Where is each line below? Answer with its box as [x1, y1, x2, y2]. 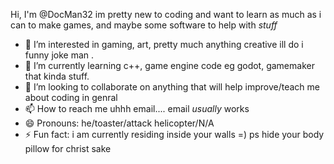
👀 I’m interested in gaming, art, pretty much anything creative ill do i [24, 39, 304, 50]
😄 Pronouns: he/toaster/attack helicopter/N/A [24, 117, 215, 129]
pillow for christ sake [24, 143, 112, 154]
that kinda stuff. [24, 70, 90, 82]
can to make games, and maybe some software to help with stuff [10, 19, 278, 31]
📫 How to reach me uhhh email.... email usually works [24, 103, 250, 114]
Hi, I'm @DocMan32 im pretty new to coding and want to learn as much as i [10, 9, 322, 20]
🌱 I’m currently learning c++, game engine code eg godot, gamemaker [24, 60, 315, 71]
